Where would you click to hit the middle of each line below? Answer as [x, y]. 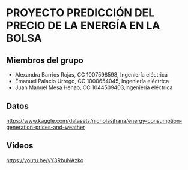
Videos [20, 146]
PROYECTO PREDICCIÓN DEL [80, 13]
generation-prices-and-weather [46, 127]
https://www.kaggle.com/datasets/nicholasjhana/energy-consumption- [94, 120]
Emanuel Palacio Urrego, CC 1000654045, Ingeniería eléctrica [92, 81]
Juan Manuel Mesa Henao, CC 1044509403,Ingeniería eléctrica [94, 87]
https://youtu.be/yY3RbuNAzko [45, 160]
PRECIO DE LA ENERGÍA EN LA [83, 25]
